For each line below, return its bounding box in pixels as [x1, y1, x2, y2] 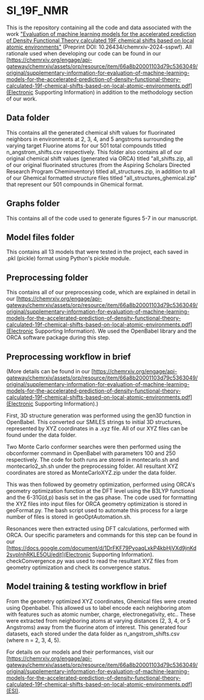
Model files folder [6, 232, 75, 242]
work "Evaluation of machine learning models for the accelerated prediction [6, 30, 197, 37]
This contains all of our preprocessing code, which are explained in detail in [6, 289, 196, 296]
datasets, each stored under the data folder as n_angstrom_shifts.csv [6, 630, 180, 637]
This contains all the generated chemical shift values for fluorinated [6, 129, 175, 136]
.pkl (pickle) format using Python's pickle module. [6, 255, 131, 262]
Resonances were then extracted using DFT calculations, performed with [6, 525, 190, 532]
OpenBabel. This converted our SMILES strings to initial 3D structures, [6, 419, 183, 425]
